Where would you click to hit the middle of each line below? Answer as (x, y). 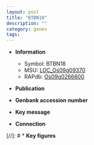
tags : (13, 35)
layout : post (23, 12)
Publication (30, 88)
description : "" (27, 23)
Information (30, 52)
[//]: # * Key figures (31, 136)
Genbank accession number (51, 101)
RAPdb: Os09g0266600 (54, 77)
